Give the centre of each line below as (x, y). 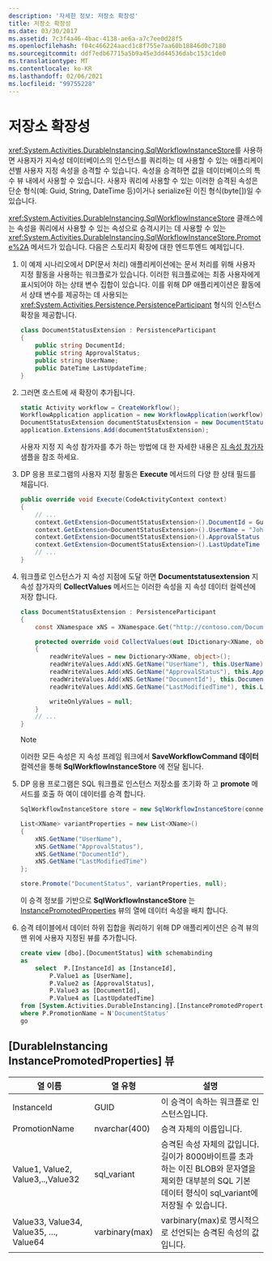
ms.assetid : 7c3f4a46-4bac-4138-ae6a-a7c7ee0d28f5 (96, 39)
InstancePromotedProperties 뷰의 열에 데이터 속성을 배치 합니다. (124, 911)
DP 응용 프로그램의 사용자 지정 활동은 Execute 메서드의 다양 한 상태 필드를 (138, 474)
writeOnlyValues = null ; (91, 701)
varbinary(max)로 (194, 1220)
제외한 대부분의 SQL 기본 (206, 1181)
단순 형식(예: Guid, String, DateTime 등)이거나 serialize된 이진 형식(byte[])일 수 (135, 191)
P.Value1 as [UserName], (91, 976)
